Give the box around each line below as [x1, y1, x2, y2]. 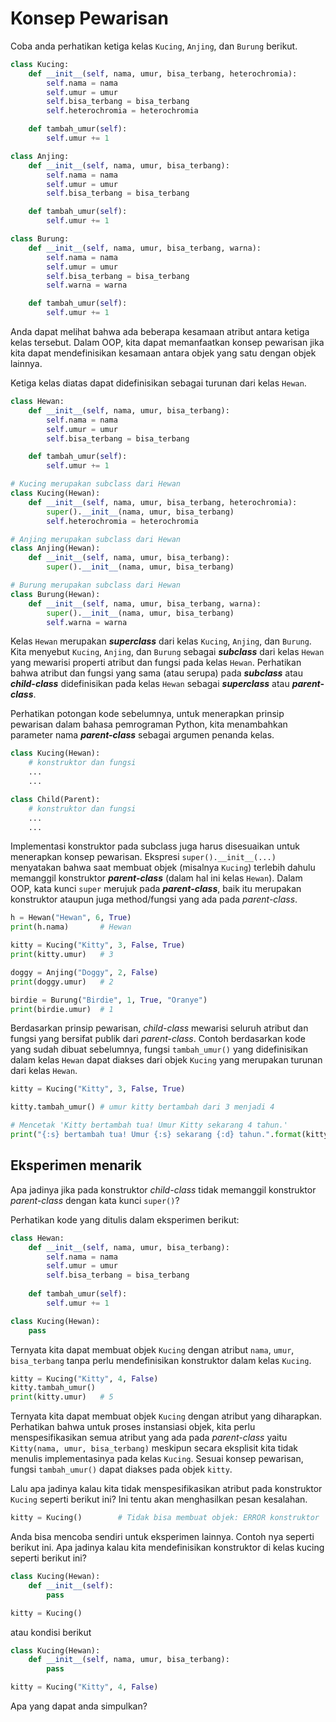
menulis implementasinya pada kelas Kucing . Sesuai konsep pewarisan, [10, 1453, 304, 1465]
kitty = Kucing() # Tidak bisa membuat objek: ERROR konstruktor [10, 1513, 320, 1523]
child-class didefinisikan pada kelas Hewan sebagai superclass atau [10, 678, 290, 690]
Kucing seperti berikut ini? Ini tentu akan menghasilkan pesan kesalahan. [10, 1493, 308, 1506]
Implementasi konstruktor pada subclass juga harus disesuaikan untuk [10, 840, 300, 852]
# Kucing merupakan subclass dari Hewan [10, 479, 182, 489]
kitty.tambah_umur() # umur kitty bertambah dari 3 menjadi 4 [10, 1102, 275, 1112]
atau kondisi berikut [10, 1626, 92, 1638]
